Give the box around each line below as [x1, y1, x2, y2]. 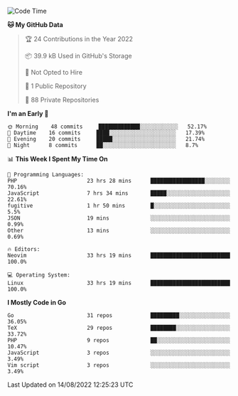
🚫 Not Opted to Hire [24, 68, 83, 76]
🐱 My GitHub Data [7, 21, 64, 28]
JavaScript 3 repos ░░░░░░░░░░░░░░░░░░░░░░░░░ [7, 349, 231, 356]
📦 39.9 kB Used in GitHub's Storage [24, 52, 133, 60]
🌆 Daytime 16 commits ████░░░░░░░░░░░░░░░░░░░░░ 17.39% [7, 129, 205, 137]
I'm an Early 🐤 [7, 109, 49, 117]
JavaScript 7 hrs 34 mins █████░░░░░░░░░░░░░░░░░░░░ [7, 190, 231, 197]
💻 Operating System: [7, 272, 71, 279]
